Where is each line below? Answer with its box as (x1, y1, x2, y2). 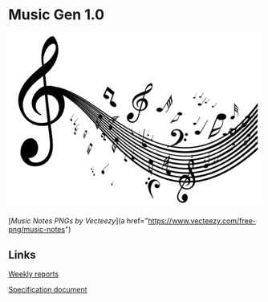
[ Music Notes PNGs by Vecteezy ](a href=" (8, 216, 148, 226)
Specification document (8, 285, 87, 295)
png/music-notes (8, 225, 66, 235)
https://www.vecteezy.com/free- (148, 216, 257, 226)
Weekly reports (8, 269, 59, 279)
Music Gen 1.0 (8, 6, 105, 24)
